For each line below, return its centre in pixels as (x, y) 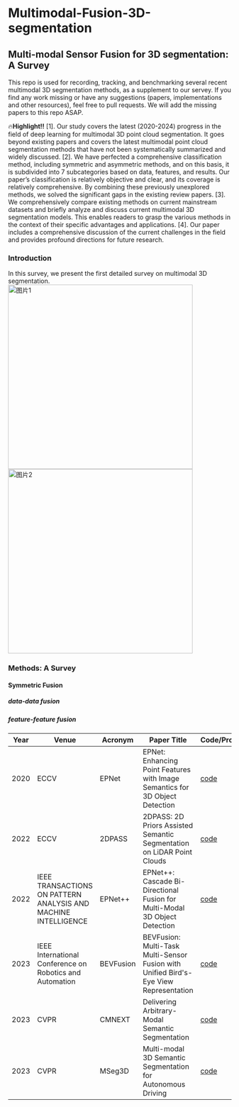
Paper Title (168, 740)
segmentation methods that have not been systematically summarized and (117, 149)
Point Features (166, 769)
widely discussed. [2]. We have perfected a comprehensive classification (115, 157)
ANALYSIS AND (63, 903)
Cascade (157, 881)
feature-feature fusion (42, 719)
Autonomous (164, 1084)
